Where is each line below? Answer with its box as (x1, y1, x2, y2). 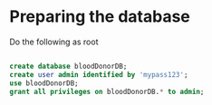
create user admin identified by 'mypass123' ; (9, 70, 188, 79)
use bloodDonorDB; (9, 79, 79, 88)
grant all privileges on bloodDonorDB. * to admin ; (9, 87, 205, 96)
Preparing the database (9, 6, 190, 27)
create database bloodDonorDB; (9, 62, 128, 71)
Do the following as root (9, 36, 99, 47)
